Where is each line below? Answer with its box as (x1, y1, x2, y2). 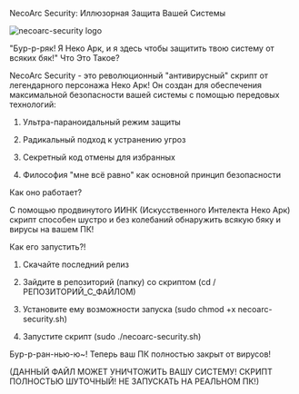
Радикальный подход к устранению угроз (22, 134, 186, 144)
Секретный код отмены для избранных (22, 152, 175, 163)
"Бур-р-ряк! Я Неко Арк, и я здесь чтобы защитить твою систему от (9, 43, 274, 54)
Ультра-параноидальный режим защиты (22, 117, 182, 127)
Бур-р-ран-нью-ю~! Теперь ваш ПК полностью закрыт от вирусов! (9, 349, 271, 360)
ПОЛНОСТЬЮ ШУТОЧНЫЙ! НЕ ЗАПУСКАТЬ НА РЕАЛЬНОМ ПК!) (9, 376, 260, 387)
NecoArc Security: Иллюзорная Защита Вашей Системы (9, 8, 226, 18)
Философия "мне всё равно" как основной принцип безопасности (22, 170, 282, 180)
